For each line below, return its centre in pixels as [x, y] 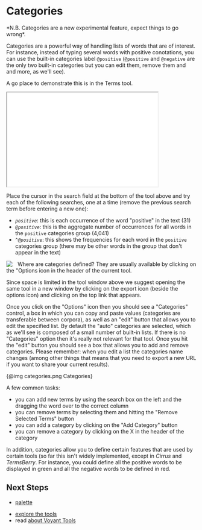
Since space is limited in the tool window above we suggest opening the [96, 282]
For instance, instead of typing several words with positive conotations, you [100, 52]
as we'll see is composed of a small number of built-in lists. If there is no [96, 332]
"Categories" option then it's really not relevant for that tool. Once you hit [97, 338]
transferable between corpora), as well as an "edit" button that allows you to [101, 319]
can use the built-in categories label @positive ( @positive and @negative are [101, 58]
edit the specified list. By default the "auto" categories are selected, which [99, 326]
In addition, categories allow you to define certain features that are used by [99, 449]
